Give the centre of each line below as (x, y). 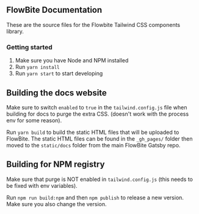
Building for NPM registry (56, 164)
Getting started (30, 47)
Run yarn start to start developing (59, 73)
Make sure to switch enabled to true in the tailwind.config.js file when (97, 107)
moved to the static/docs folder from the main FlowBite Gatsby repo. (93, 145)
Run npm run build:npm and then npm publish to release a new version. (95, 197)
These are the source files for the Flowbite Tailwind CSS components (93, 24)
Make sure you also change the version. (56, 204)
